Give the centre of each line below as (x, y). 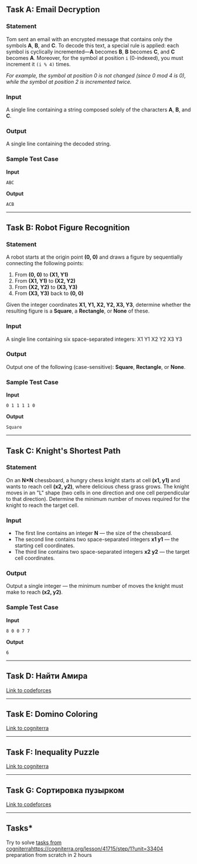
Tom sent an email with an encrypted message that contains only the (89, 39)
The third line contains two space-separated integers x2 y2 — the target (102, 552)
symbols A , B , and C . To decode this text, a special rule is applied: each (93, 45)
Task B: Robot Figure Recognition (68, 227)
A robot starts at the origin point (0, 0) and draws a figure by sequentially (94, 257)
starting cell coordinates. (45, 545)
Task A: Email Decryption (53, 10)
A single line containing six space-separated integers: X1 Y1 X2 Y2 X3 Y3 (94, 339)
